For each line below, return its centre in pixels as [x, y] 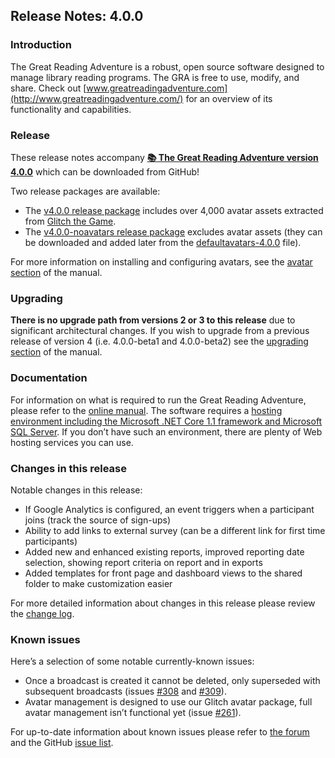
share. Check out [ [48, 88]
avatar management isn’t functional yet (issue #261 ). [133, 713]
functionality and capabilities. [71, 109]
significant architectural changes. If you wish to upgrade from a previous [160, 331]
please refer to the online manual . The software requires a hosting [146, 410]
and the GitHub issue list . [62, 743]
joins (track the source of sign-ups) [98, 520]
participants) [51, 541]
